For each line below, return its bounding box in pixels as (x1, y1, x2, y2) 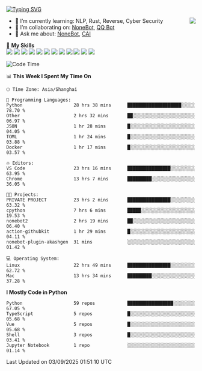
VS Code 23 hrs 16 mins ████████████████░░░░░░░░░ (6, 165, 195, 171)
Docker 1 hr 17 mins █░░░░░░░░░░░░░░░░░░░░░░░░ (6, 144, 195, 150)
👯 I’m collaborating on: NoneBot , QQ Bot (14, 24, 115, 31)
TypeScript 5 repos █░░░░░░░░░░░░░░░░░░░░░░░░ (6, 311, 195, 317)
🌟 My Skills (6, 42, 35, 49)
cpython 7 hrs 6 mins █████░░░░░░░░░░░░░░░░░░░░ (6, 207, 195, 213)
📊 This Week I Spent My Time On (6, 73, 91, 79)
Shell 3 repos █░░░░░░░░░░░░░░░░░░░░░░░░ (6, 332, 195, 338)
